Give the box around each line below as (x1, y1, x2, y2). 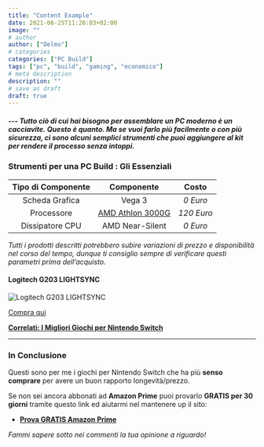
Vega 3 (120, 194, 148, 205)
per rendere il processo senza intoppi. (8, 141, 135, 150)
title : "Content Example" (8, 11, 93, 20)
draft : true (8, 92, 47, 100)
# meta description (8, 70, 72, 78)
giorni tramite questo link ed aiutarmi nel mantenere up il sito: (8, 400, 207, 409)
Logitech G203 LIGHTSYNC (8, 275, 101, 284)
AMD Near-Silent (101, 220, 167, 231)
